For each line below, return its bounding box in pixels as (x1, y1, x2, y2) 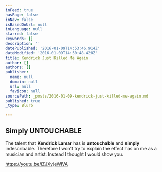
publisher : (5, 70, 29, 75)
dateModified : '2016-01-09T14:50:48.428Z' (5, 50, 98, 55)
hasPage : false (5, 12, 38, 17)
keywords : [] (5, 36, 33, 42)
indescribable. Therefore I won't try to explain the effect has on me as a (5, 145, 157, 151)
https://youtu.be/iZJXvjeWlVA (5, 161, 68, 167)
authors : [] (5, 65, 31, 70)
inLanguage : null (5, 27, 43, 32)
